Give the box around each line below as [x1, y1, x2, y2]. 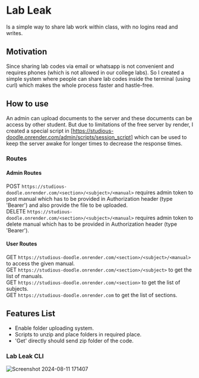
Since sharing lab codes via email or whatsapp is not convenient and [6, 62, 174, 70]
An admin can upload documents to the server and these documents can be [6, 114, 192, 122]
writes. [6, 29, 23, 36]
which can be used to [134, 133, 187, 140]
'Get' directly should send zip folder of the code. [14, 337, 134, 344]
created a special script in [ [6, 127, 73, 134]
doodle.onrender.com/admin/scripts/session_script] [6, 133, 133, 140]
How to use [6, 99, 49, 109]
